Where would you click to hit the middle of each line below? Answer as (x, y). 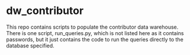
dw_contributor (45, 11)
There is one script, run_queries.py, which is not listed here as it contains (95, 33)
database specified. (30, 46)
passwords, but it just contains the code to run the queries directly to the (95, 39)
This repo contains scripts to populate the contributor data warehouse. (92, 27)
